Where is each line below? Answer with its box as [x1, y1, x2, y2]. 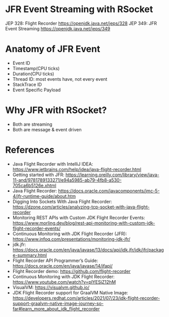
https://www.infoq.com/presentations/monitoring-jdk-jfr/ [12, 236, 131, 242]
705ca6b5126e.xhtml [12, 182, 57, 188]
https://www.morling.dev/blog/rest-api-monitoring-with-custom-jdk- [12, 220, 155, 226]
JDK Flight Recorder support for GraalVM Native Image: [12, 289, 129, 296]
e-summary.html [12, 252, 47, 258]
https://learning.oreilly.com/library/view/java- [65, 172, 159, 178]
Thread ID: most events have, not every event [12, 76, 107, 82]
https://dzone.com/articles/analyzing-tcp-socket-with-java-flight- [12, 203, 150, 210]
